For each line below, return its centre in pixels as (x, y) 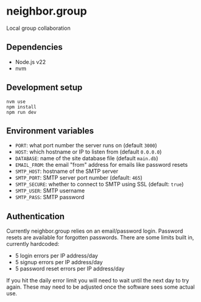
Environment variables (50, 131)
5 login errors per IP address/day (57, 256)
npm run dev (21, 112)
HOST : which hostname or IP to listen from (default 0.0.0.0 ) (88, 152)
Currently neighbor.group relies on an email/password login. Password (95, 231)
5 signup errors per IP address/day (59, 262)
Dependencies (34, 47)
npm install (21, 107)
